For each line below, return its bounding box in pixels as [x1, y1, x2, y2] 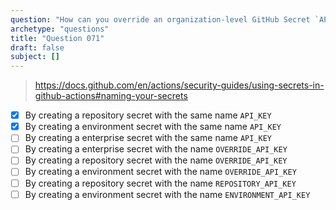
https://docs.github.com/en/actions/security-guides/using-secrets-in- [34, 79, 325, 91]
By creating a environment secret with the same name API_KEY [24, 121, 282, 133]
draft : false [10, 42, 65, 53]
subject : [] [10, 52, 60, 62]
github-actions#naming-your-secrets [34, 90, 188, 102]
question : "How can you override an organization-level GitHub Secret [10, 14, 311, 25]
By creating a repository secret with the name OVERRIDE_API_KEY [24, 154, 288, 166]
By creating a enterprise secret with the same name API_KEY [24, 132, 272, 144]
